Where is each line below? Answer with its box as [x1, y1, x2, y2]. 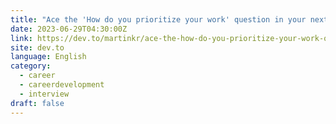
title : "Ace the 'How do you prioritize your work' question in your [10, 14, 307, 25]
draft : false [10, 98, 65, 108]
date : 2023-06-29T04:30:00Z [10, 24, 128, 34]
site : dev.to [10, 42, 65, 53]
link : [10, 33, 33, 43]
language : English [10, 52, 87, 62]
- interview [19, 89, 70, 99]
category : [10, 61, 52, 71]
